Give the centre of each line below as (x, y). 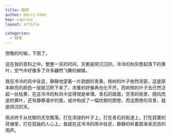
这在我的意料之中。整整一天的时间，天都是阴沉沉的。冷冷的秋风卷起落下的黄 (85, 64)
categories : (18, 34)
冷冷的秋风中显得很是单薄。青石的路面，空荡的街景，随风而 (103, 94)
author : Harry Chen (26, 15)
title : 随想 (17, 10)
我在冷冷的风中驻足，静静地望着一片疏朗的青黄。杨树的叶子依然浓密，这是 (83, 81)
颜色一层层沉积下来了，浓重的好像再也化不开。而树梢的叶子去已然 (92, 88)
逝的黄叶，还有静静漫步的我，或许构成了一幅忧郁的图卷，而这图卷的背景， (83, 100)
